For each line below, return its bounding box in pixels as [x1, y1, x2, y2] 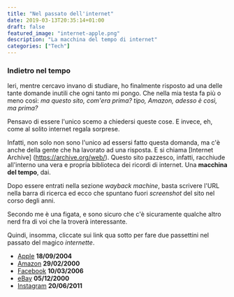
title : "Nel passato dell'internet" [7, 10, 114, 17]
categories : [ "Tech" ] [7, 43, 71, 50]
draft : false [7, 23, 45, 30]
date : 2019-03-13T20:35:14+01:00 [7, 17, 105, 24]
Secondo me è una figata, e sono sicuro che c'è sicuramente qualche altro [7, 210, 221, 219]
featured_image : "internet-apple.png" [7, 29, 120, 37]
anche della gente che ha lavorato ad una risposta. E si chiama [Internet [7, 146, 214, 154]
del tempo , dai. [7, 168, 51, 177]
